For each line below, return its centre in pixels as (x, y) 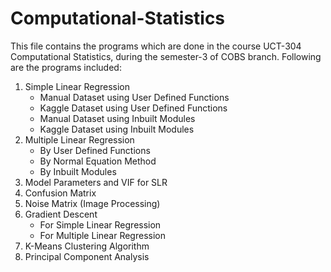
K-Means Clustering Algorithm (87, 246)
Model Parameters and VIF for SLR (96, 182)
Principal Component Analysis (87, 256)
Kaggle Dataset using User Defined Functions (133, 108)
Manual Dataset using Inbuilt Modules (117, 118)
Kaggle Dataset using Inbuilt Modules (117, 129)
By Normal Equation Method (98, 161)
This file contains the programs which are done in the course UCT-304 (156, 46)
